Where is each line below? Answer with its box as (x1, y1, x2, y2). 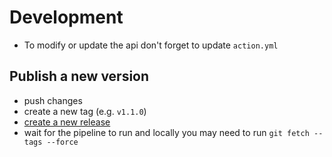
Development (9, 6, 124, 29)
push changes (23, 94, 83, 106)
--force (46, 137, 79, 147)
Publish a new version (9, 68, 150, 85)
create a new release (23, 116, 111, 128)
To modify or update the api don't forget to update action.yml (23, 39, 279, 51)
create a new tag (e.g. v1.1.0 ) (23, 105, 147, 117)
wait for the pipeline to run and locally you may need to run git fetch (23, 126, 310, 138)
